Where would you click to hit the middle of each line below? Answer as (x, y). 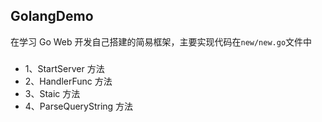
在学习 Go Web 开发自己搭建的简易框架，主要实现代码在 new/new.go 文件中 (161, 41)
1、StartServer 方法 (64, 68)
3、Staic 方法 (52, 93)
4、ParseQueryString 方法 (79, 106)
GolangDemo (52, 16)
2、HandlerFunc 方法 (68, 81)
